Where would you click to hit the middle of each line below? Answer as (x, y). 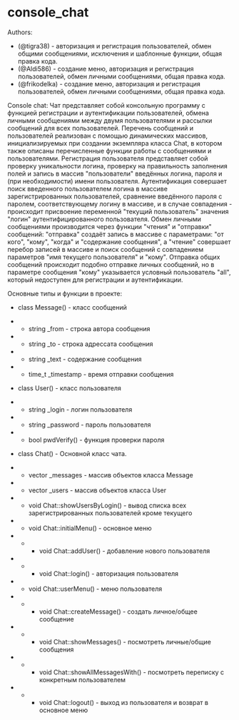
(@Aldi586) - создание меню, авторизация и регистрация (106, 69)
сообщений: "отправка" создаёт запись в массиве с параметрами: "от (116, 234)
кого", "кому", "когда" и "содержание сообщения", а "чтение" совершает (119, 242)
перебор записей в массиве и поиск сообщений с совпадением (106, 249)
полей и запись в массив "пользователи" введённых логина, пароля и (115, 173)
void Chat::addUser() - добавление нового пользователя (124, 551)
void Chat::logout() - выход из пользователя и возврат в (124, 702)
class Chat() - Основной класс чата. (72, 453)
